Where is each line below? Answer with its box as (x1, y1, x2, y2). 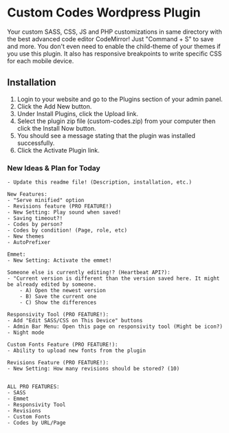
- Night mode (7, 329, 45, 336)
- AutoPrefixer (7, 239, 51, 246)
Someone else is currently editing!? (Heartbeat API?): (7, 269, 171, 276)
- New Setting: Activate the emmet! (7, 257, 112, 264)
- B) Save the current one (19, 293, 97, 300)
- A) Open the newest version (19, 287, 107, 294)
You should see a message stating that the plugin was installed (17, 131, 196, 140)
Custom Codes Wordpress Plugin (7, 5, 201, 21)
